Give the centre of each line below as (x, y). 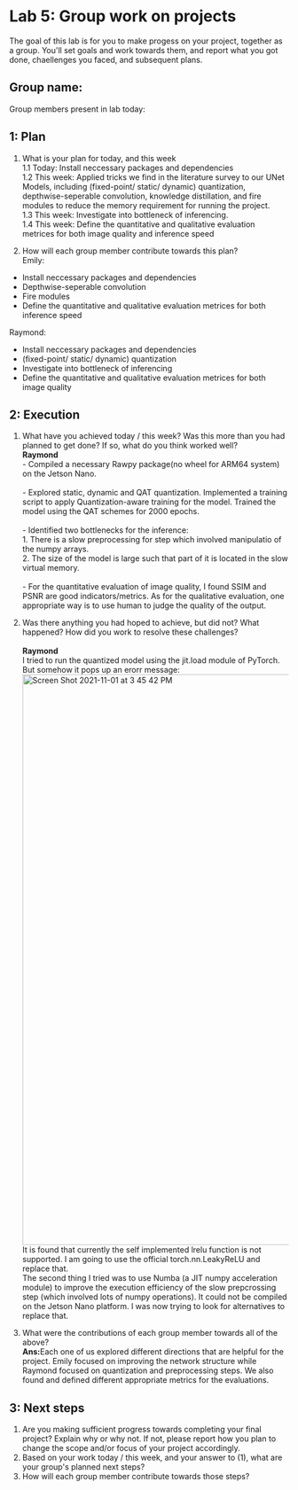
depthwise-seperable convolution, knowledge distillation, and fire (141, 196)
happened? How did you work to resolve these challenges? (130, 632)
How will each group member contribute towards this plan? (130, 251)
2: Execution (45, 414)
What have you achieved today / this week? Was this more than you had (153, 436)
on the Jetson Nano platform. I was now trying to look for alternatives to (153, 1307)
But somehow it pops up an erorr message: (101, 670)
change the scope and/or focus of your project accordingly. (131, 1448)
